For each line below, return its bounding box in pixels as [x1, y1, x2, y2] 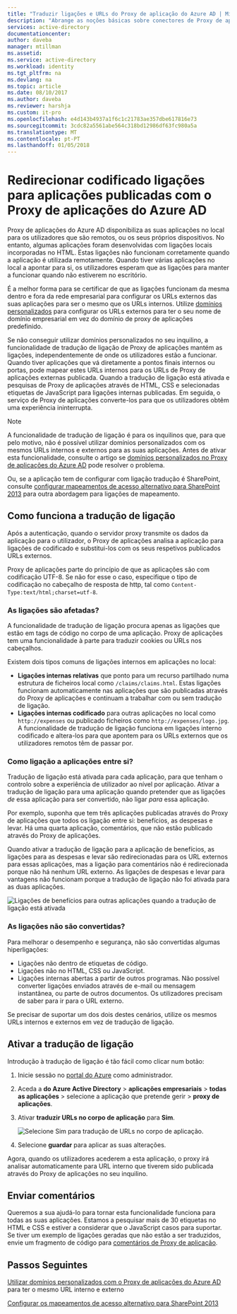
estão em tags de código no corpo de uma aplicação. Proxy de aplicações [7, 629, 224, 637]
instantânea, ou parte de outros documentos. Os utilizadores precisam [17, 989, 223, 997]
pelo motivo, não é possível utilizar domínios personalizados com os [7, 438, 206, 447]
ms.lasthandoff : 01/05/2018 [7, 142, 90, 149]
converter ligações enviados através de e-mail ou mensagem [17, 981, 196, 990]
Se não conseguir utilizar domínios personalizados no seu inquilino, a [7, 336, 209, 344]
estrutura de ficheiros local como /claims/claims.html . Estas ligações [17, 679, 221, 687]
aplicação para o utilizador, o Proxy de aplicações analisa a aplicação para [7, 536, 224, 545]
